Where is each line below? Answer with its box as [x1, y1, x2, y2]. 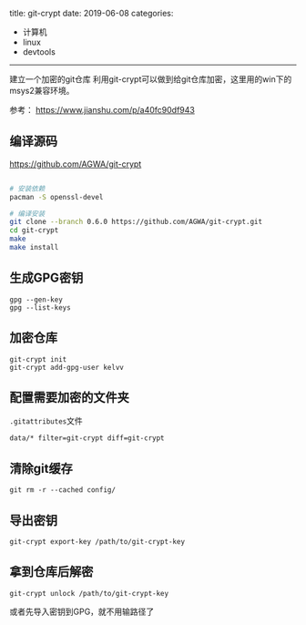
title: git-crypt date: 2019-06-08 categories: [9, 8, 174, 18]
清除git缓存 [9, 460, 73, 476]
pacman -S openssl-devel [9, 192, 104, 201]
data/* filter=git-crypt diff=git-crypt [9, 434, 166, 443]
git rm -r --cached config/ [9, 486, 117, 495]
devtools [22, 46, 56, 57]
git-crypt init [9, 354, 67, 364]
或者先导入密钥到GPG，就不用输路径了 [9, 606, 155, 617]
